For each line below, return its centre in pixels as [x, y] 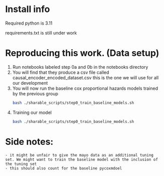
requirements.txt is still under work [41, 33]
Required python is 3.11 [29, 23]
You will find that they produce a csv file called [61, 72]
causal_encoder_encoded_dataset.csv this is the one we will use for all [86, 77]
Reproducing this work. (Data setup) [82, 53]
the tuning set [21, 164]
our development [30, 83]
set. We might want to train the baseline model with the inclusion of [81, 159]
